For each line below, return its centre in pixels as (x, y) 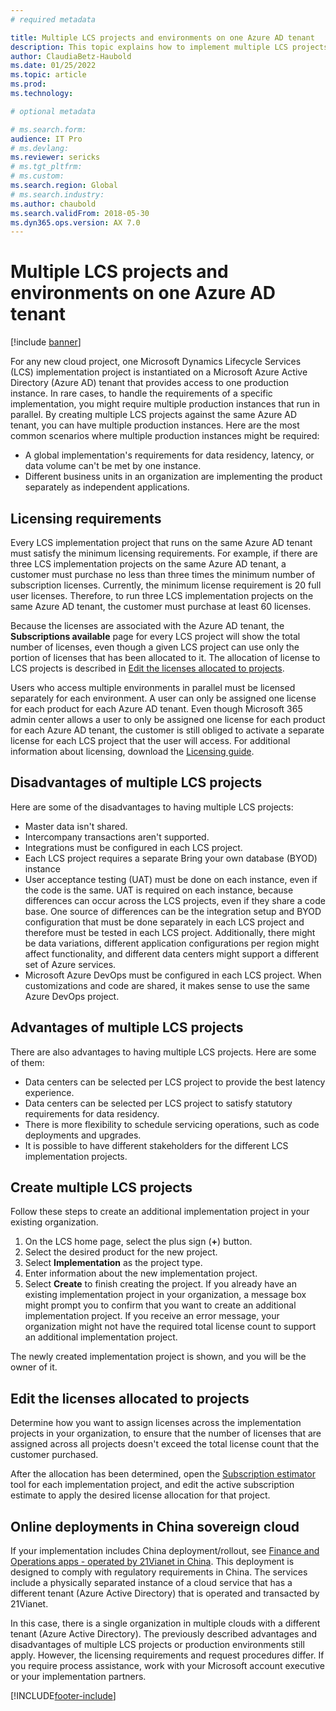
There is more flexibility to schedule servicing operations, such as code (172, 1124)
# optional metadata (53, 111)
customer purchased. (54, 1455)
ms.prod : (28, 84)
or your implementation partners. (78, 1677)
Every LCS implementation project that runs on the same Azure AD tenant (161, 542)
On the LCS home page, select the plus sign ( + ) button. (138, 1242)
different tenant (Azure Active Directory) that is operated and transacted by (165, 1593)
